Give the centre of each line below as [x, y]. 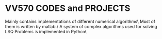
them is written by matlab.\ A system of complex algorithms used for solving [81, 26]
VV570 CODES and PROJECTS [68, 8]
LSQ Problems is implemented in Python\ [46, 31]
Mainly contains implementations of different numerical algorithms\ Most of [80, 21]
